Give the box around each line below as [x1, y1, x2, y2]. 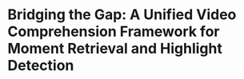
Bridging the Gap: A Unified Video [7, 6, 237, 24]
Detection [7, 57, 74, 75]
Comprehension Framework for [7, 22, 220, 41]
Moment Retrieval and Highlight [7, 40, 223, 57]
